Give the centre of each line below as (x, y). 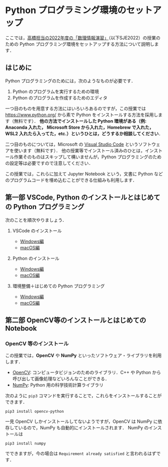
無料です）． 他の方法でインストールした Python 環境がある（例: (80, 121)
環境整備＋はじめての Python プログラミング (59, 286)
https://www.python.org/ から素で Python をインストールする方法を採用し (82, 115)
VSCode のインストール (37, 230)
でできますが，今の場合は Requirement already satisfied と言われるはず (81, 453)
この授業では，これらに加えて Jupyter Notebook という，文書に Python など (84, 173)
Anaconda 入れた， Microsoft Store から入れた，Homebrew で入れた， (79, 127)
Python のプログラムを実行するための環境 (56, 91)
